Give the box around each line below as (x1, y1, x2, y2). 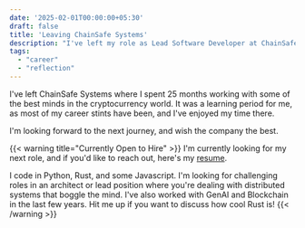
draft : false (9, 22, 59, 31)
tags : (9, 47, 30, 56)
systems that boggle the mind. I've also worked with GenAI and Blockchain (9, 189, 289, 200)
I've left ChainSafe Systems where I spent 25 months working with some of (9, 88, 290, 100)
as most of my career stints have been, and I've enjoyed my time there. (9, 108, 275, 119)
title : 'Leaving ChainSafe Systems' (9, 30, 148, 39)
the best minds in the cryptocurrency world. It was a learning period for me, (9, 98, 293, 109)
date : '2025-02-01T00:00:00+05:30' (9, 13, 144, 23)
